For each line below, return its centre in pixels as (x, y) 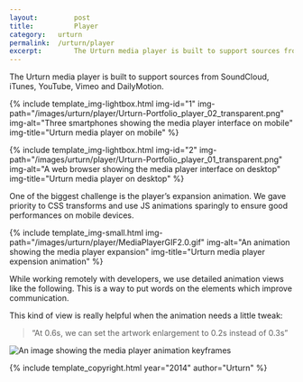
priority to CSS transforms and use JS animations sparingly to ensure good (149, 206)
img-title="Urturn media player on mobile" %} (94, 132)
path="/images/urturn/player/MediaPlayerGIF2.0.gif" (107, 242)
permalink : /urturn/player (62, 43)
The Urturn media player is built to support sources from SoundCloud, (139, 77)
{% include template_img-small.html (77, 233)
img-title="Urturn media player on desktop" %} (97, 179)
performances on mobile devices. (72, 215)
